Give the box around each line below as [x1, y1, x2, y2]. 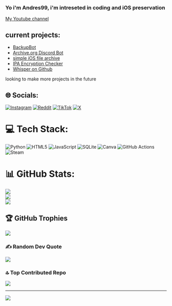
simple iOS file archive [12, 55, 60, 62]
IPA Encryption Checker [12, 60, 63, 67]
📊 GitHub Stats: [5, 168, 75, 180]
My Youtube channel [5, 16, 49, 22]
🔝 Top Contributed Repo [5, 269, 67, 276]
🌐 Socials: [5, 91, 39, 99]
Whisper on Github [12, 66, 53, 72]
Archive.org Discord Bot [12, 50, 63, 56]
